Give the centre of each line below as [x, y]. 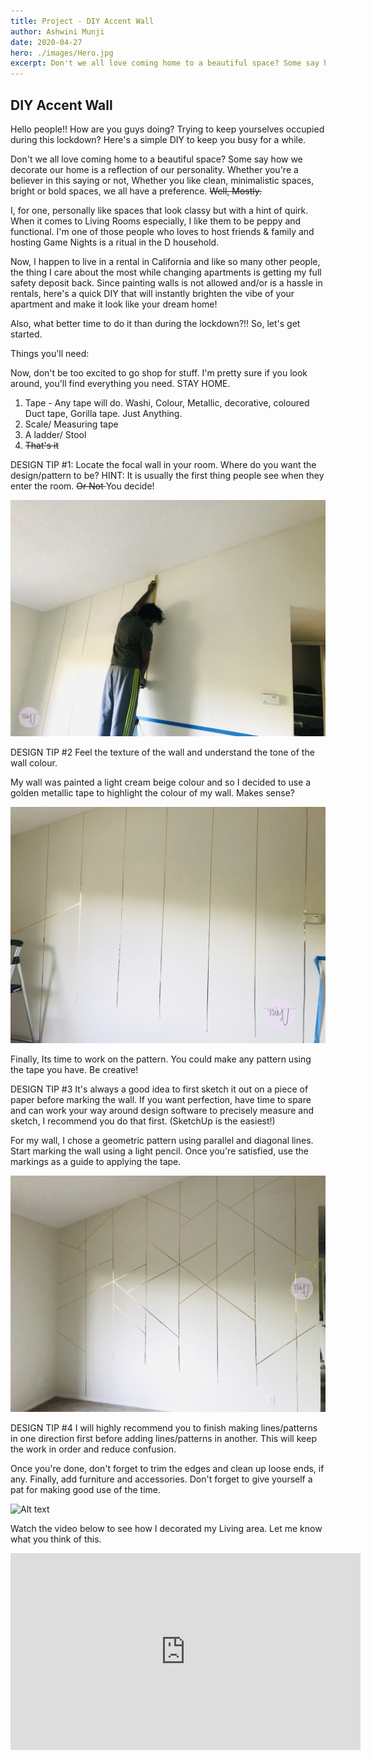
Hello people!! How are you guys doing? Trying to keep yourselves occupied [167, 129]
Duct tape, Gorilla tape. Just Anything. [103, 413]
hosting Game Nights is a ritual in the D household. [115, 242]
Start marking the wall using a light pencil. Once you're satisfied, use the [159, 1151]
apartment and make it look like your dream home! [114, 304]
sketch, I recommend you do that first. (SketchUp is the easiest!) [143, 1121]
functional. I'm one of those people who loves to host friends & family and [162, 231]
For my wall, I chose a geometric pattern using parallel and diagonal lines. [162, 1140]
